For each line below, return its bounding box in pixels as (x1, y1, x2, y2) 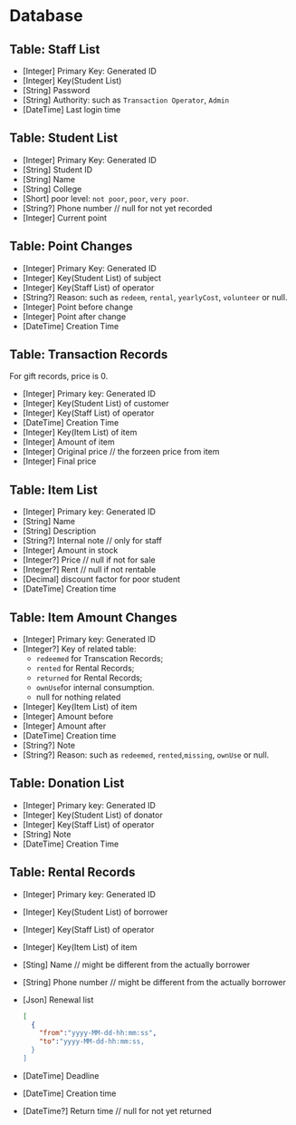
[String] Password (22, 85, 91, 95)
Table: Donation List (9, 776, 125, 791)
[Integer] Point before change (22, 301, 134, 312)
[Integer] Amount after (22, 720, 107, 731)
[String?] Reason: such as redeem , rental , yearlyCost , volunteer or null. (22, 291, 288, 302)
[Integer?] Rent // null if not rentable (22, 564, 157, 575)
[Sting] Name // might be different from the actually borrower (22, 959, 251, 970)
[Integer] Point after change (22, 310, 127, 322)
